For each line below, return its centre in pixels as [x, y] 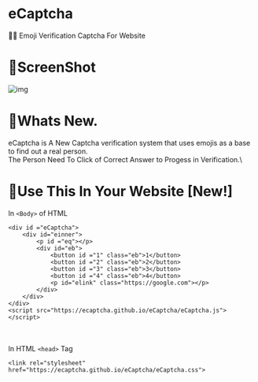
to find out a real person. [48, 151]
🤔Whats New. [53, 121]
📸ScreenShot [52, 67]
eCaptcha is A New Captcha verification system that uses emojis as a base [129, 143]
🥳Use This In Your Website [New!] [121, 191]
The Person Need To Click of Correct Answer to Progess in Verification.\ [125, 159]
